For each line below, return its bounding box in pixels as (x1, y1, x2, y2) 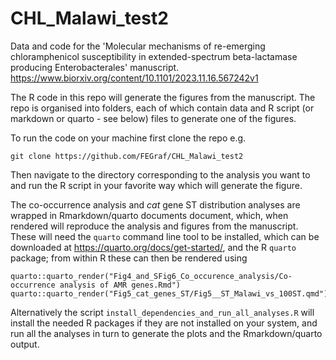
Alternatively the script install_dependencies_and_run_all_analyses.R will (10, 306, 315, 318)
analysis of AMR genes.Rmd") (59, 280, 182, 290)
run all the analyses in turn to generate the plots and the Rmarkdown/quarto (10, 327, 323, 339)
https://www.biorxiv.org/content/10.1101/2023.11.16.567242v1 (10, 72, 259, 84)
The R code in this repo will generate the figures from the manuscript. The (10, 91, 316, 103)
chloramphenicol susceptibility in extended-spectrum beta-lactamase (10, 50, 298, 62)
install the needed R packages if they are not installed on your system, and (10, 317, 318, 329)
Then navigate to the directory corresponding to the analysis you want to (10, 168, 311, 181)
